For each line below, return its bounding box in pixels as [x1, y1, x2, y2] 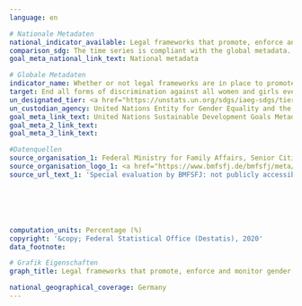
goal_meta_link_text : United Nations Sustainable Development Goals [9, 112, 271, 121]
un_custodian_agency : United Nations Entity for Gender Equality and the [9, 104, 292, 113]
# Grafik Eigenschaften [9, 258, 99, 267]
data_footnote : [9, 242, 67, 251]
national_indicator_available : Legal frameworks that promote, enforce [9, 38, 283, 47]
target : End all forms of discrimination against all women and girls [9, 87, 280, 96]
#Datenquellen [9, 145, 63, 154]
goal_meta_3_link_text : [9, 129, 99, 138]
